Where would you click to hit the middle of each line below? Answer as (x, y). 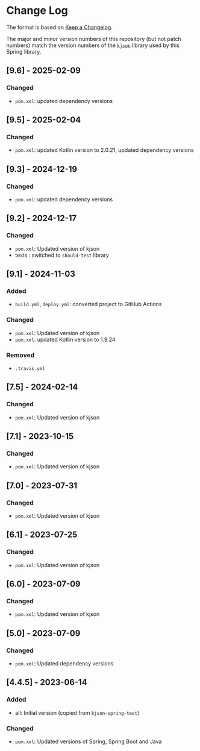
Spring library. (24, 51)
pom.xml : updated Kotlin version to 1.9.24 (65, 339)
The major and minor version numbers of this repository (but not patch (94, 39)
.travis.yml (30, 368)
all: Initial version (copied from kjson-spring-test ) (77, 712)
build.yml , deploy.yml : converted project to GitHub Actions (88, 304)
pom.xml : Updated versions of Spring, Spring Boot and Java (88, 741)
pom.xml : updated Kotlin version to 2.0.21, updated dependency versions (104, 150)
